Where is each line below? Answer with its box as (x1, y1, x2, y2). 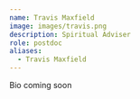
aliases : (9, 47, 42, 56)
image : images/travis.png (9, 22, 107, 31)
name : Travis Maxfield (9, 13, 95, 22)
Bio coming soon (9, 80, 72, 90)
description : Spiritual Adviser (9, 30, 131, 39)
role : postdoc (9, 38, 63, 48)
